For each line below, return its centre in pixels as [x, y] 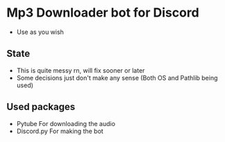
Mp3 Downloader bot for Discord [103, 13]
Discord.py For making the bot [60, 131]
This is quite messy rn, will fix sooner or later [81, 70]
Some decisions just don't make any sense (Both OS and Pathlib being [117, 78]
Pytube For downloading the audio [66, 123]
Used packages [41, 107]
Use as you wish [40, 32]
